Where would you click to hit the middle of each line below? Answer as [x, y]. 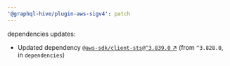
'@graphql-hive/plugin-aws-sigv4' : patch [69, 14]
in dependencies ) [41, 55]
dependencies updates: [41, 34]
